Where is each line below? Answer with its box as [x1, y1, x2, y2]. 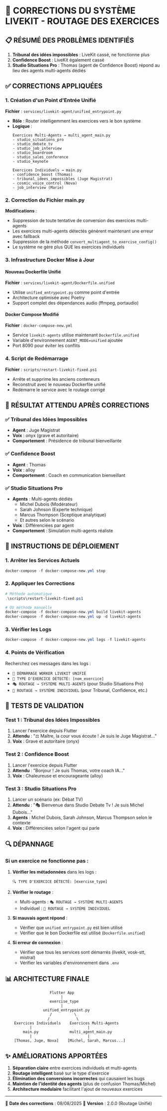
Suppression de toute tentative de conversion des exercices [12, 217, 136, 223]
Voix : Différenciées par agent [12, 522, 74, 528]
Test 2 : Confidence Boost [5, 751, 69, 758]
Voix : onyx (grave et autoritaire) [12, 433, 79, 439]
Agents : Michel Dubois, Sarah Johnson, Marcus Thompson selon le [12, 814, 153, 820]
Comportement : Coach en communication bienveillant [12, 472, 126, 478]
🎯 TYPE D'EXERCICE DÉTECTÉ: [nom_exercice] [12, 676, 104, 681]
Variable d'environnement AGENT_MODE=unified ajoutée [12, 337, 123, 343]
